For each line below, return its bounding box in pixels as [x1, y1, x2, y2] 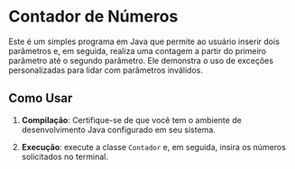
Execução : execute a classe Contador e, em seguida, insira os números [21, 141, 286, 152]
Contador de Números [8, 6, 179, 27]
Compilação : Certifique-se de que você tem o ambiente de [21, 114, 243, 125]
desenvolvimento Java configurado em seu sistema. [21, 124, 216, 135]
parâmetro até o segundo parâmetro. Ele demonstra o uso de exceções [8, 55, 274, 66]
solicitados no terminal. [21, 151, 109, 162]
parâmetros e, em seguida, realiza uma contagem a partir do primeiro [8, 45, 267, 56]
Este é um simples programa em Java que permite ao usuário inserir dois [8, 36, 281, 47]
